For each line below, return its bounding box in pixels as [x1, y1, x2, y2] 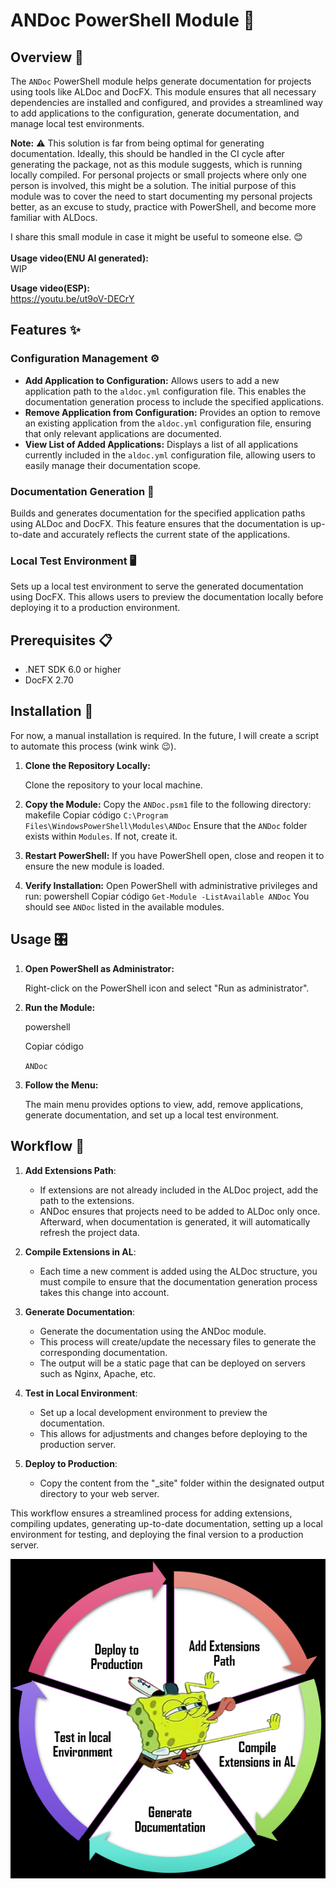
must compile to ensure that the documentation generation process [39, 1275, 318, 1288]
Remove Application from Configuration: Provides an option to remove [24, 406, 321, 418]
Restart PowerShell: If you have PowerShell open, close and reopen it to [24, 849, 325, 861]
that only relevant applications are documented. [24, 427, 222, 439]
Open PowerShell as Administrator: [24, 962, 175, 974]
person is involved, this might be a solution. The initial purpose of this [10, 180, 297, 191]
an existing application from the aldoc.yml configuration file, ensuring [24, 417, 312, 429]
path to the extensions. [39, 1194, 135, 1206]
